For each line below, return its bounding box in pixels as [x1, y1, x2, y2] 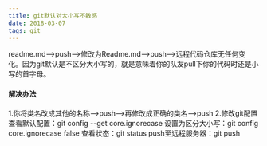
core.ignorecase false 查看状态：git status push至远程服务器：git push [8, 128, 241, 138]
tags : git [8, 26, 41, 34]
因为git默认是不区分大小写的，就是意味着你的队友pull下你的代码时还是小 [22, 59, 259, 69]
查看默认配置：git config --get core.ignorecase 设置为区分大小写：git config [8, 118, 259, 128]
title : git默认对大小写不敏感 [8, 11, 98, 20]
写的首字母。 [8, 69, 50, 79]
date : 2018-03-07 [8, 19, 66, 27]
